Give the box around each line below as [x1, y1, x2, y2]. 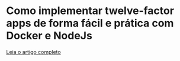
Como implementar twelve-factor [6, 4, 175, 18]
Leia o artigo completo [6, 48, 61, 55]
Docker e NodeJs [6, 29, 93, 42]
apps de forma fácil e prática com [6, 16, 174, 30]
